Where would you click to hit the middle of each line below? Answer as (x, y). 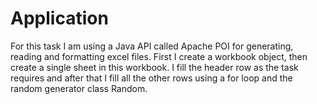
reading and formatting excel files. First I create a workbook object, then (159, 56)
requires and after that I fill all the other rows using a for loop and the (151, 78)
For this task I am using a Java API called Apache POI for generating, (152, 46)
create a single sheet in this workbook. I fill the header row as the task (154, 67)
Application (59, 18)
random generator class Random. (79, 88)
